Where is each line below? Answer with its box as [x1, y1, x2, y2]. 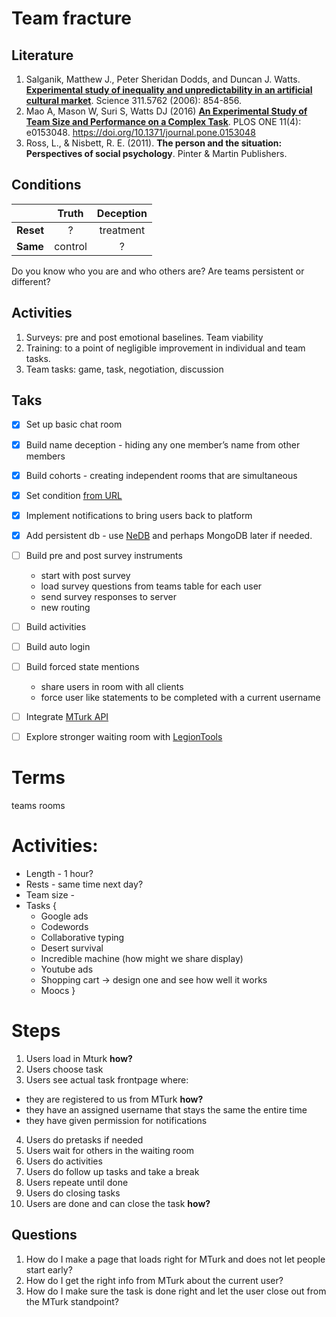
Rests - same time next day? [25, 878, 144, 891]
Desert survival [40, 942, 104, 954]
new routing [40, 601, 91, 613]
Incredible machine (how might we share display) [40, 953, 244, 965]
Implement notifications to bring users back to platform [25, 509, 253, 521]
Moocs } [40, 985, 76, 997]
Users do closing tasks [25, 1187, 121, 1199]
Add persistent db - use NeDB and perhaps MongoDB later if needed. [25, 529, 313, 541]
